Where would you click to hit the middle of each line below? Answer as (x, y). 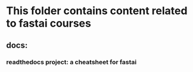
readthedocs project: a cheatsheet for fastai (71, 62)
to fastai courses (49, 23)
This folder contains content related (97, 11)
